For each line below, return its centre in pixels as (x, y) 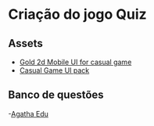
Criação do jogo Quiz (77, 14)
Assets (25, 43)
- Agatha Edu (28, 113)
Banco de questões (56, 95)
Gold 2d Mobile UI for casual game (75, 62)
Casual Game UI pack (54, 70)
